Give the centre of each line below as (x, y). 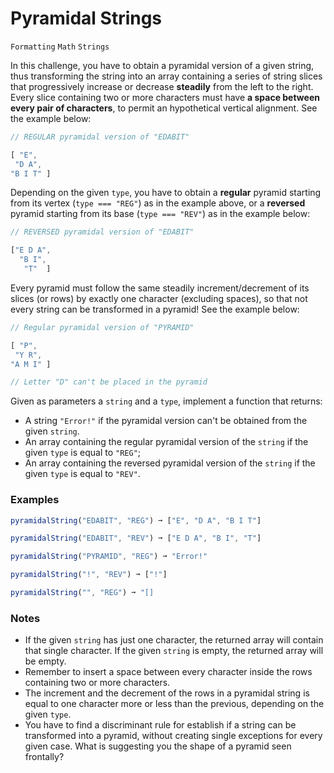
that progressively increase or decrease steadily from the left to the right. (162, 86)
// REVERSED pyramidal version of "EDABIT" (102, 232)
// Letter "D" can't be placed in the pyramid (109, 382)
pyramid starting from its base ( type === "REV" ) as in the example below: (160, 214)
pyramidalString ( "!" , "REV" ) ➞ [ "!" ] (89, 575)
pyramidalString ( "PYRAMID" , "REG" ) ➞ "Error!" (109, 557)
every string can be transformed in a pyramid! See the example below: (155, 309)
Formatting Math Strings (60, 47)
